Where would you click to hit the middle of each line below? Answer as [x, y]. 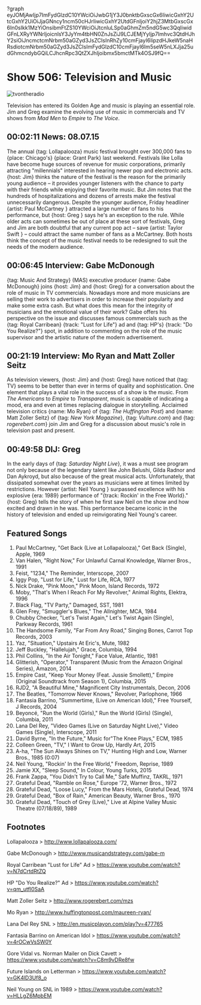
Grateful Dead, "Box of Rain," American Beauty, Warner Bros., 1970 [98, 796]
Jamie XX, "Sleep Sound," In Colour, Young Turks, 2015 [83, 770]
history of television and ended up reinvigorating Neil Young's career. [92, 514]
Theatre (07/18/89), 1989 [46, 808]
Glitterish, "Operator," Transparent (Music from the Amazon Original [99, 662]
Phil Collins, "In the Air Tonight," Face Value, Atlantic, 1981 [86, 656]
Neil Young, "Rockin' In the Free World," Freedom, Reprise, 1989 [94, 764]
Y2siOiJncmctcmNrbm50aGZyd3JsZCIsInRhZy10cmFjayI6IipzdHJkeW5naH [100, 40]
